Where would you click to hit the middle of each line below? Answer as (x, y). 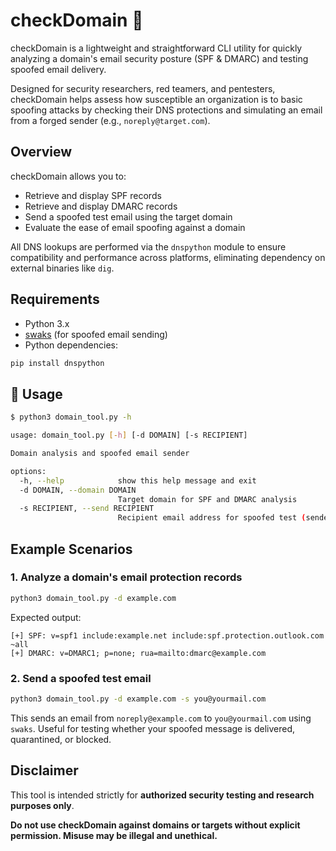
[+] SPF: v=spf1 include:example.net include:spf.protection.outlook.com (167, 635)
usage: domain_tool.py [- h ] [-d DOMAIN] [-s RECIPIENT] (129, 435)
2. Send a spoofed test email (81, 678)
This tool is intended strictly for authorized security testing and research (162, 795)
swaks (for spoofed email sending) (96, 334)
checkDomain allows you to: (68, 176)
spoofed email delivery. (58, 69)
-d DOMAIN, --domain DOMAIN (78, 490)
